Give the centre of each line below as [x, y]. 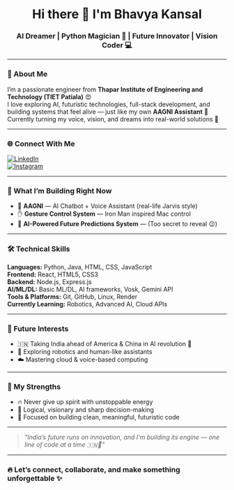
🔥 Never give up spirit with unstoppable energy [85, 402]
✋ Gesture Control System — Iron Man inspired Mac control [104, 214]
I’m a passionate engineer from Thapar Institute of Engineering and [105, 89]
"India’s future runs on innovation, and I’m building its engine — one [122, 437]
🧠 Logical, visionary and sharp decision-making [86, 410]
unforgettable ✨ [35, 479]
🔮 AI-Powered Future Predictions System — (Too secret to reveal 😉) [117, 224]
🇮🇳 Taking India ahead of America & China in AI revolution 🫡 [104, 343]
